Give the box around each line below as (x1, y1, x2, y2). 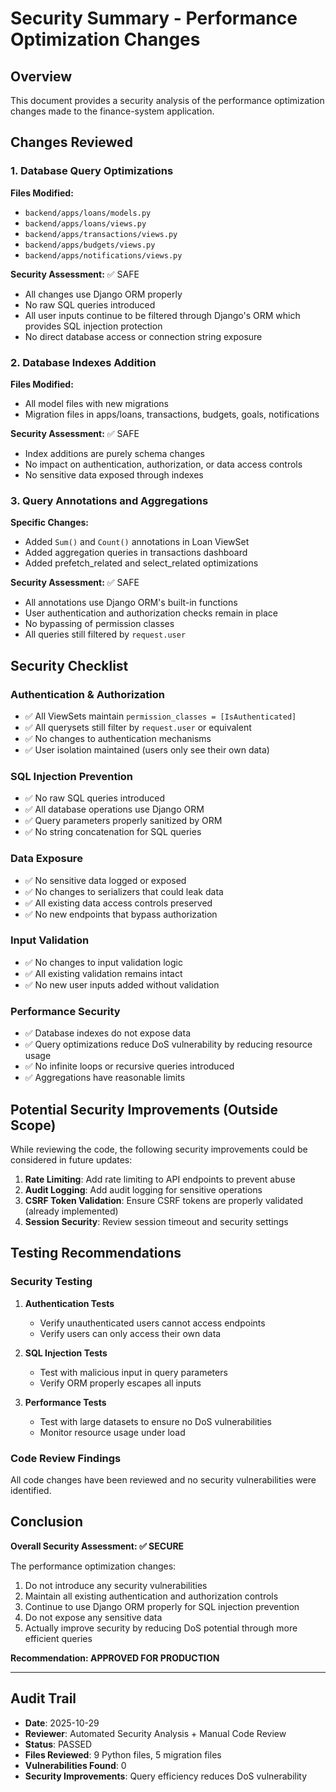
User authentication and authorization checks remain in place (24, 607, 278, 619)
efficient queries (24, 1632, 93, 1644)
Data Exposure (10, 852, 83, 866)
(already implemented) (24, 1205, 119, 1217)
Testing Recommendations (10, 1245, 182, 1262)
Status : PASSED (24, 1738, 93, 1750)
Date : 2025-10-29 (24, 1717, 100, 1729)
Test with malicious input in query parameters (39, 1366, 228, 1378)
